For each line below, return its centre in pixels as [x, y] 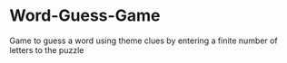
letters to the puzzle [47, 49]
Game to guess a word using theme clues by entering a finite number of [144, 40]
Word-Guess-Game [85, 16]
